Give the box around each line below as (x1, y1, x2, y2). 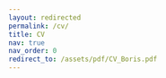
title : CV (8, 30, 46, 39)
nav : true (8, 38, 46, 48)
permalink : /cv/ (8, 22, 69, 30)
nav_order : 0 (8, 47, 57, 56)
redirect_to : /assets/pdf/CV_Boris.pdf (8, 55, 158, 64)
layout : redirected (8, 13, 82, 22)
